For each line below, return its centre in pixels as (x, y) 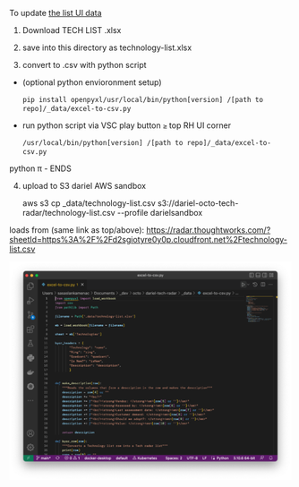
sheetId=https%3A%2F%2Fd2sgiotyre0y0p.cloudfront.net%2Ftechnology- (149, 239)
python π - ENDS (40, 168)
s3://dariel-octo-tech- (198, 203)
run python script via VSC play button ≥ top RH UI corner (126, 125)
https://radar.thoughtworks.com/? (209, 230)
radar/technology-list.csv (68, 213)
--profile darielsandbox (160, 213)
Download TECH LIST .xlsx (72, 30)
